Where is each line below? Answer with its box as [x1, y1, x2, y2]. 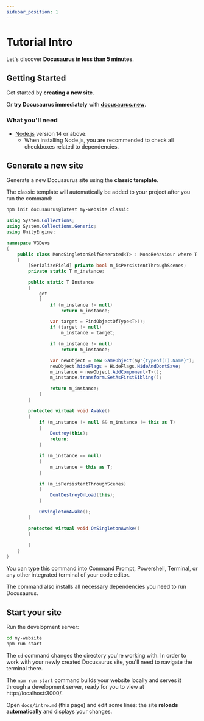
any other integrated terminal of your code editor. [6, 571, 130, 579]
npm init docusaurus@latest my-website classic [6, 206, 130, 213]
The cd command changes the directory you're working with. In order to [6, 652, 187, 659]
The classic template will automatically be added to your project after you [6, 188, 191, 195]
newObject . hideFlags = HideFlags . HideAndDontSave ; [49, 363, 181, 369]
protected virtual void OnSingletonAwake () [28, 525, 140, 532]
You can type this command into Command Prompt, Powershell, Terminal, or [6, 564, 198, 572]
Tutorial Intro [6, 35, 73, 49]
